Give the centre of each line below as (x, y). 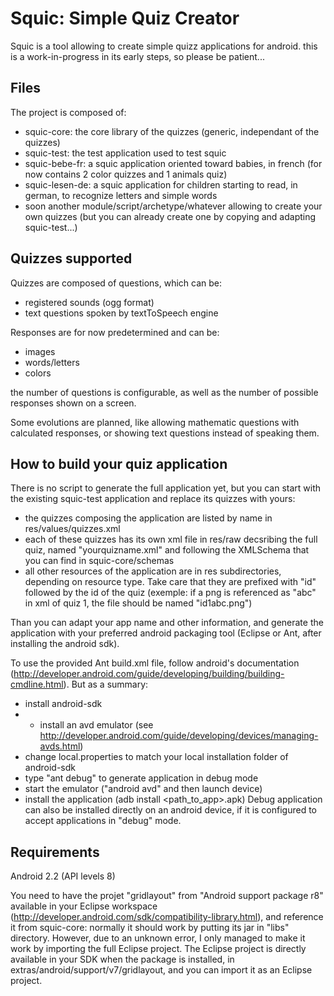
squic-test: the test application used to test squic (125, 153)
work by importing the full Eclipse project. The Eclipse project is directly (158, 949)
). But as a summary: (106, 684)
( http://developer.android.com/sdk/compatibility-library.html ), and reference (167, 917)
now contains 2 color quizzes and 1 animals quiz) (126, 174)
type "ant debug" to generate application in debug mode (141, 778)
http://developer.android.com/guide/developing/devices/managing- (179, 736)
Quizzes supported (71, 258)
